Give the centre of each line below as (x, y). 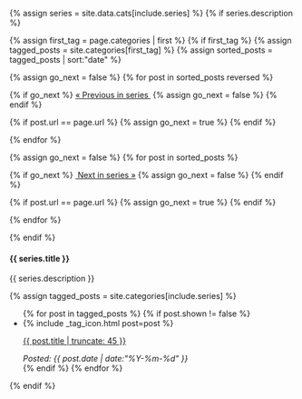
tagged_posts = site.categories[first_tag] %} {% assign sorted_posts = (141, 50)
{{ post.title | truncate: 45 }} (74, 341)
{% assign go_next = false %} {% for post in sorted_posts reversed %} (141, 77)
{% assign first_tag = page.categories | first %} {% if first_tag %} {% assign (151, 40)
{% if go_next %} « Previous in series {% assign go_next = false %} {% (143, 95)
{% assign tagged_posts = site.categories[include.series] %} (123, 296)
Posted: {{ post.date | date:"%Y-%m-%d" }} (105, 359)
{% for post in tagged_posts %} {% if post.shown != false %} (136, 314)
